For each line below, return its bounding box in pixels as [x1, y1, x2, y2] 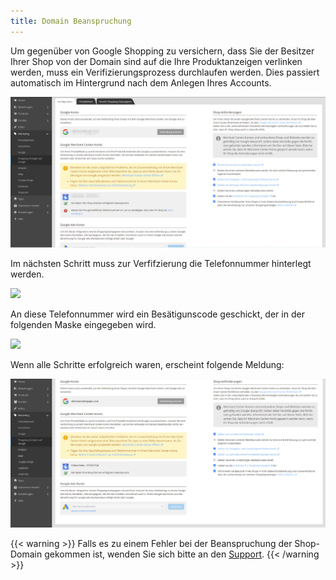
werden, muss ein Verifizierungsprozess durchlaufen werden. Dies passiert [10, 66, 320, 78]
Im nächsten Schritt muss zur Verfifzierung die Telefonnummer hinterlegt [10, 257, 312, 269]
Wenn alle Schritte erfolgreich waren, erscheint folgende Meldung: [10, 358, 285, 370]
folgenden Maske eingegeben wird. [10, 318, 157, 330]
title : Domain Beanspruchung [10, 16, 132, 26]
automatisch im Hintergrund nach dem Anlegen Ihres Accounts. [10, 76, 272, 89]
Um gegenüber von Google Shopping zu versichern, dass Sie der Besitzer [10, 45, 315, 57]
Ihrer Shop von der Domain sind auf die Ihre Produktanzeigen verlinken [10, 55, 303, 67]
